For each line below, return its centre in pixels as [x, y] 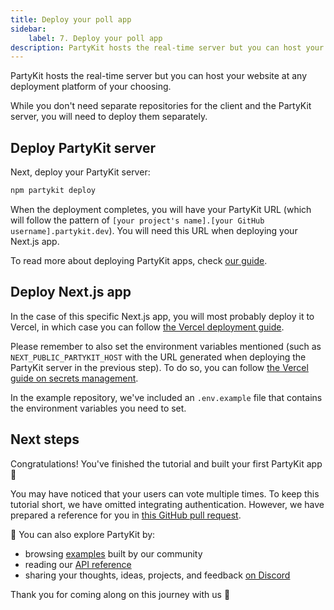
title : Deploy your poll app [71, 19]
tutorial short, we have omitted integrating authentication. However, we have [167, 504]
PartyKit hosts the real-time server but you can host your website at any [159, 76]
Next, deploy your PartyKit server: [80, 172]
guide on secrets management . [74, 378]
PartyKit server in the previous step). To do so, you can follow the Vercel [159, 367]
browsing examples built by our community [113, 553]
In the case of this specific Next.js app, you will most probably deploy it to [162, 316]
